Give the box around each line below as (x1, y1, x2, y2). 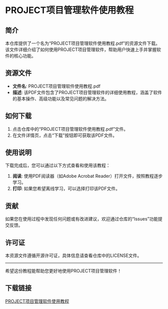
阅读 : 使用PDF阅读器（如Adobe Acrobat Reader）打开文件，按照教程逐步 (12, 173, 163, 179)
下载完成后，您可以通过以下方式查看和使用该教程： (5, 162, 110, 168)
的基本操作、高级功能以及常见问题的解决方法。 (12, 96, 109, 102)
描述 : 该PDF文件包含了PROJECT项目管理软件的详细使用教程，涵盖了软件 (12, 89, 162, 95)
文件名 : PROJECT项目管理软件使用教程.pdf (12, 83, 101, 89)
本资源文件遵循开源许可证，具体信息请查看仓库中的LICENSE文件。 (5, 252, 142, 258)
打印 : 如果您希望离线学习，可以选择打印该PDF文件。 (12, 186, 120, 192)
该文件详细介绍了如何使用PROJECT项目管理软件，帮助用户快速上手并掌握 (5, 47, 157, 53)
